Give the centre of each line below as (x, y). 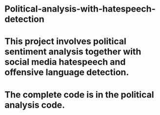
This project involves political (65, 41)
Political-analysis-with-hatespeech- (80, 9)
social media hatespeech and (65, 62)
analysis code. (35, 105)
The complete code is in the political (79, 94)
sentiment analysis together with (73, 52)
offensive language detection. (67, 73)
